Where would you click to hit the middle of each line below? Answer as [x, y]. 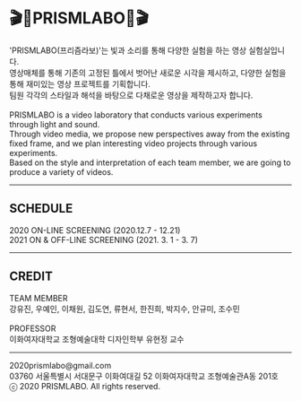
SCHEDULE [41, 209]
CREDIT [31, 277]
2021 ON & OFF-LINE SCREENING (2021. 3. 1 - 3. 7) [104, 240]
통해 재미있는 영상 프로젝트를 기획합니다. [80, 83]
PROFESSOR [33, 328]
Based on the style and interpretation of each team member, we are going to [150, 162]
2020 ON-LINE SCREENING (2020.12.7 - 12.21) [95, 230]
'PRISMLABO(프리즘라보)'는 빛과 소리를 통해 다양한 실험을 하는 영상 [128, 50]
